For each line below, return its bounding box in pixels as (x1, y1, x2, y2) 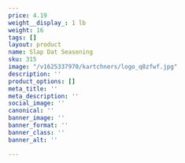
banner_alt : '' (8, 135, 58, 144)
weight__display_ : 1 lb (8, 19, 87, 27)
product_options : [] (8, 77, 76, 85)
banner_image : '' (8, 114, 65, 122)
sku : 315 (8, 56, 37, 64)
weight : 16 (8, 26, 44, 34)
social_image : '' (8, 99, 65, 107)
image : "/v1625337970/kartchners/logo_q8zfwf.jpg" (8, 63, 178, 71)
